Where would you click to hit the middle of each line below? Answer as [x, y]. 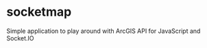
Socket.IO [20, 38]
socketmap [39, 12]
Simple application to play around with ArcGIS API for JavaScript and [103, 31]
